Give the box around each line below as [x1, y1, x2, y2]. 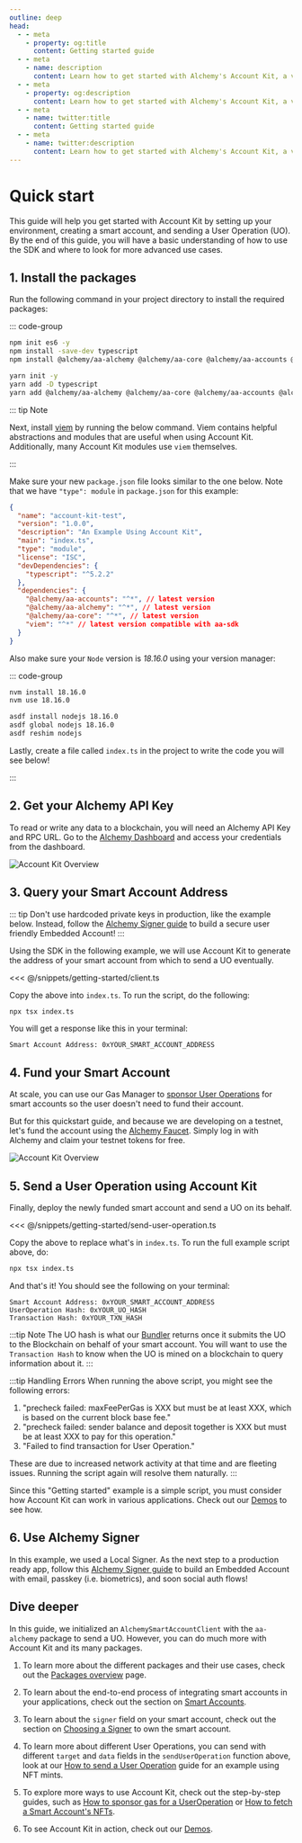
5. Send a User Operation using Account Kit [9, 1178, 258, 1194]
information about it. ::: [9, 1357, 93, 1368]
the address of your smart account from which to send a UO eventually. [9, 954, 274, 965]
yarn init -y [9, 371, 58, 380]
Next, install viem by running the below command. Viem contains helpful [9, 422, 278, 433]
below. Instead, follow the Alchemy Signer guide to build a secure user [9, 918, 271, 929]
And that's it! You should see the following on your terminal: [9, 1280, 231, 1291]
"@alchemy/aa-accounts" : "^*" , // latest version [25, 595, 216, 604]
